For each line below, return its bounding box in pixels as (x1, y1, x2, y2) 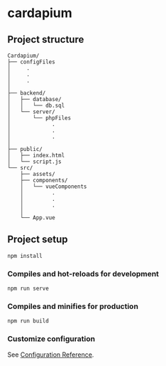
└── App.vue (20, 214, 55, 221)
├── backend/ (7, 90, 46, 97)
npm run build (7, 318, 50, 325)
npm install (7, 252, 43, 259)
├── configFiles (7, 58, 55, 66)
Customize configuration (7, 334, 96, 344)
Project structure (7, 33, 84, 46)
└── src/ (7, 164, 33, 172)
